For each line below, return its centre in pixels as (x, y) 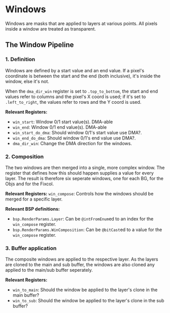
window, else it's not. (27, 81)
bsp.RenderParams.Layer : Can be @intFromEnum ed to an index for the (83, 219)
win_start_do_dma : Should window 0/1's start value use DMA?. (77, 132)
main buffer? (26, 295)
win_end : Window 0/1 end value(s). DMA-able (60, 127)
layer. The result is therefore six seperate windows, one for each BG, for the (84, 178)
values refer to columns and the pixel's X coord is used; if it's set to (76, 96)
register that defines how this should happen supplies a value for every (79, 173)
